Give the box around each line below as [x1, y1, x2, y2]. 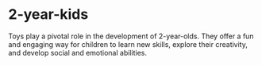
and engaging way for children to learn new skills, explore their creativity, [8, 39, 249, 49]
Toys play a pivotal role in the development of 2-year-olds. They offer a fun [8, 31, 254, 41]
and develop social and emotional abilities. [8, 48, 147, 57]
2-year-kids [8, 5, 89, 23]
